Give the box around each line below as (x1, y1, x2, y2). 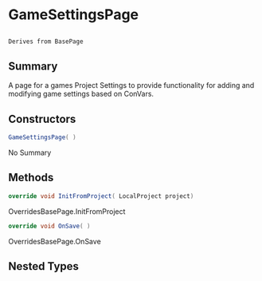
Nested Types (8, 259, 80, 273)
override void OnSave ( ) (8, 222, 91, 230)
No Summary (8, 148, 52, 157)
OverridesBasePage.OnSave (8, 236, 101, 246)
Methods (8, 171, 54, 184)
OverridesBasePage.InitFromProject (8, 206, 126, 216)
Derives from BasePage (8, 38, 84, 46)
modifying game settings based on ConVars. (8, 89, 154, 99)
